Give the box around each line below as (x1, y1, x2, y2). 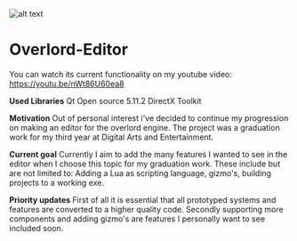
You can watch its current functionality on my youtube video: (9, 68, 233, 79)
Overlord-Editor (9, 40, 129, 60)
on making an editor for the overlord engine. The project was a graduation (9, 122, 280, 133)
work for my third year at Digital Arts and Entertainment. (9, 132, 214, 142)
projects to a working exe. (9, 177, 105, 188)
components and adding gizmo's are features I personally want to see (9, 213, 265, 224)
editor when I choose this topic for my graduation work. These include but (9, 158, 281, 169)
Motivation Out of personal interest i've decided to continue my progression (9, 112, 289, 124)
